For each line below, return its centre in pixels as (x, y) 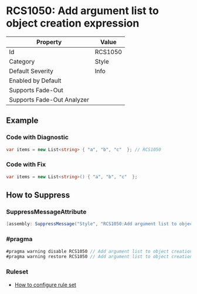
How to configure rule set (45, 285)
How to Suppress (38, 195)
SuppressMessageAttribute (46, 212)
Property (49, 42)
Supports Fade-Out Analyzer (49, 99)
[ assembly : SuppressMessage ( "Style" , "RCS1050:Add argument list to (91, 224)
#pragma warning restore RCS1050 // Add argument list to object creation (99, 257)
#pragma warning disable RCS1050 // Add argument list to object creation (99, 251)
